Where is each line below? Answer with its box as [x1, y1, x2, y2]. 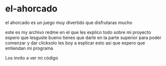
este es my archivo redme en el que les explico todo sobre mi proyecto [5, 29, 151, 35]
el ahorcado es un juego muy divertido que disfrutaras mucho [5, 19, 132, 25]
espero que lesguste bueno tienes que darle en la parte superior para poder [5, 34, 161, 40]
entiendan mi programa [5, 45, 53, 51]
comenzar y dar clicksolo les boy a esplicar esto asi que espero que [5, 39, 145, 45]
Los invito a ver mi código [5, 54, 58, 60]
